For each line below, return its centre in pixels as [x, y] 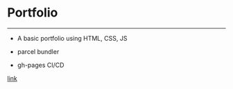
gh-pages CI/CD [41, 65]
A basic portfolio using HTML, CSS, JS [72, 38]
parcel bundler [38, 51]
